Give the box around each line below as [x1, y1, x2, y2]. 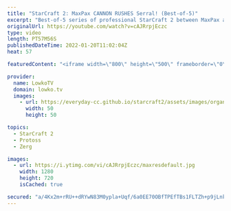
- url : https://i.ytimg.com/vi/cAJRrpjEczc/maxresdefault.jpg [13, 162, 195, 169]
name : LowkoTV [13, 80, 54, 87]
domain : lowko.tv [13, 86, 63, 93]
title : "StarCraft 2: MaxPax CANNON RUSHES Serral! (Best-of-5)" [7, 10, 198, 17]
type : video [7, 29, 41, 36]
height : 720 [19, 175, 54, 182]
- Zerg [13, 143, 32, 150]
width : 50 [25, 105, 54, 112]
